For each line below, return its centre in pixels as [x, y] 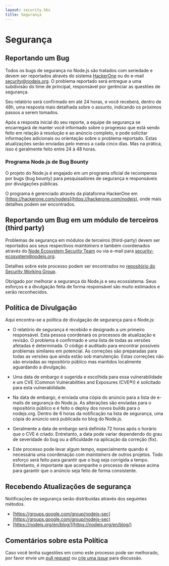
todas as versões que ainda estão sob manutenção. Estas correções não [88, 356]
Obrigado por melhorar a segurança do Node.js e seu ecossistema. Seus [81, 281]
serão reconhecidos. [27, 292]
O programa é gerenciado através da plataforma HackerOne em [71, 193]
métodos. [15, 504]
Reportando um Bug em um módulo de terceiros [82, 220]
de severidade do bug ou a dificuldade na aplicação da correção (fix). [85, 439]
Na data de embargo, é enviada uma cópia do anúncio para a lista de [84, 397]
